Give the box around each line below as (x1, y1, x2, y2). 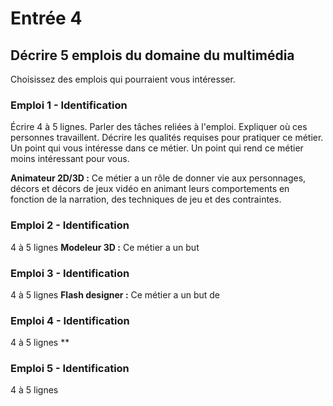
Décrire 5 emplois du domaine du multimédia (10, 47, 295, 64)
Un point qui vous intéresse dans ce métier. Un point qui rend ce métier (10, 142, 304, 154)
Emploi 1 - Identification (10, 98, 128, 112)
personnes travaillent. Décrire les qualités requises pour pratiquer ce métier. (10, 132, 324, 144)
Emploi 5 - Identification (10, 362, 130, 376)
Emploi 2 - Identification (10, 218, 130, 232)
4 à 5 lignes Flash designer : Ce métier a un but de (10, 288, 220, 301)
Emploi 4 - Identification (10, 313, 130, 327)
